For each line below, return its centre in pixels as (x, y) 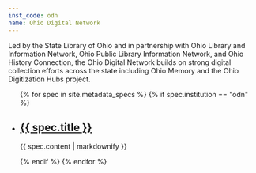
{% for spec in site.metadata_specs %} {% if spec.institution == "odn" (134, 94)
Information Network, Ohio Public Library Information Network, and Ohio (126, 54)
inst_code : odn (33, 15)
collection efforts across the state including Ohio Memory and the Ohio (124, 70)
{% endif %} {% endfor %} (63, 162)
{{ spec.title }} (56, 127)
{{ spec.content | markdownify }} (73, 146)
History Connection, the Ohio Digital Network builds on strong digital (120, 62)
